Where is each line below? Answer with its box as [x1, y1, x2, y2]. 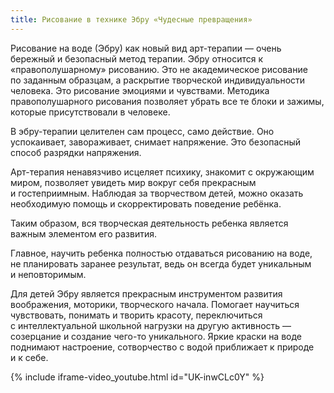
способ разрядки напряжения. [10, 146, 142, 158]
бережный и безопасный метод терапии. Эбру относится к [10, 52, 264, 65]
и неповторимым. [10, 268, 87, 280]
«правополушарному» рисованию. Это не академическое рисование [10, 63, 308, 75]
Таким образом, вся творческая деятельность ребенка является [10, 217, 289, 229]
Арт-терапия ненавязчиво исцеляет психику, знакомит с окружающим [10, 166, 315, 178]
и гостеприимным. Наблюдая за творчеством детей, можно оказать [10, 187, 304, 199]
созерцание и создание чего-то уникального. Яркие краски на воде [10, 330, 303, 342]
